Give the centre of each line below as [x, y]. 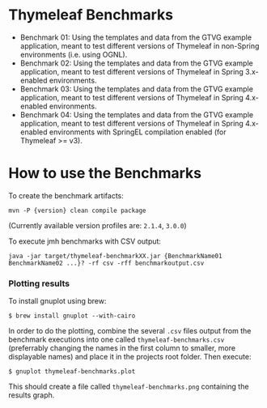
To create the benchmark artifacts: [66, 195]
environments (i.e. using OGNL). [74, 54]
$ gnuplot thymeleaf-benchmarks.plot [72, 372]
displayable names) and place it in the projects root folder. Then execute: [130, 357]
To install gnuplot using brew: [57, 301]
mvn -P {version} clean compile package [78, 210]
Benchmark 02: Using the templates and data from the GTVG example [136, 63]
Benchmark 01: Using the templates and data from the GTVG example [136, 37]
